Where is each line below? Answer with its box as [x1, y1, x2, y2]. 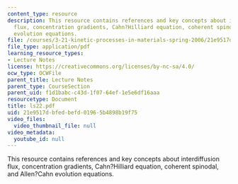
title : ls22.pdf [7, 103, 55, 110]
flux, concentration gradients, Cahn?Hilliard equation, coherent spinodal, [7, 162, 220, 171]
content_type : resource [7, 10, 78, 18]
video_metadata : [7, 129, 55, 136]
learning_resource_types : [7, 50, 84, 57]
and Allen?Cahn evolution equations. [7, 170, 115, 178]
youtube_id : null [13, 135, 65, 142]
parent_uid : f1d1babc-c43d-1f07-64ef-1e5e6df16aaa [7, 89, 160, 96]
